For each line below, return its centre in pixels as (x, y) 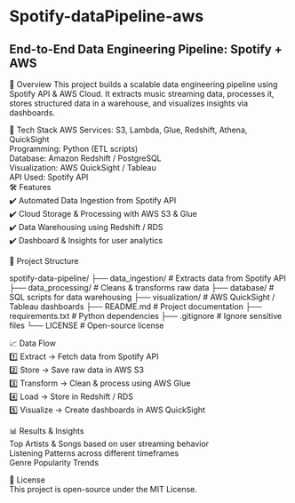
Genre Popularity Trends (54, 463)
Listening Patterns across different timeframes (94, 453)
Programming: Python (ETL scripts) (74, 149)
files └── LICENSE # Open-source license (87, 325)
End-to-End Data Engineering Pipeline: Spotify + (146, 49)
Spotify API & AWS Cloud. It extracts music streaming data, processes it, (142, 94)
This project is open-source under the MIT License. (104, 489)
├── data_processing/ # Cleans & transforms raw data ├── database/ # (142, 287)
